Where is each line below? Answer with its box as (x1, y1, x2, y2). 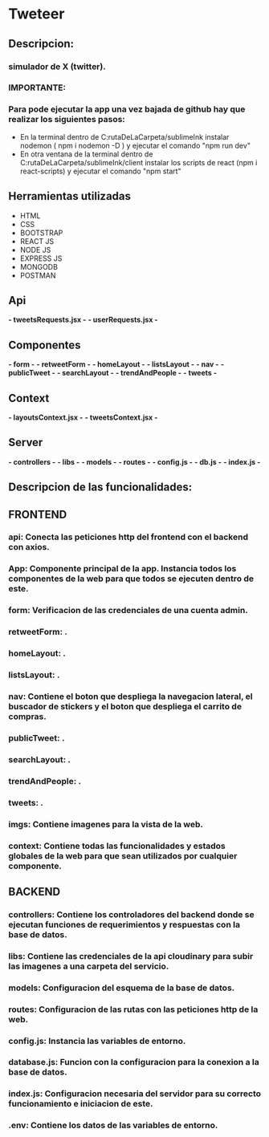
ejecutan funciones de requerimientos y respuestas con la (8, 919, 241, 930)
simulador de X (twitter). (8, 61, 106, 72)
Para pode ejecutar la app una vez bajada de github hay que (8, 104, 246, 115)
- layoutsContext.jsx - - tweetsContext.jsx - (8, 412, 158, 422)
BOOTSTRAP (19, 228, 63, 238)
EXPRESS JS (19, 254, 63, 263)
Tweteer (8, 5, 65, 23)
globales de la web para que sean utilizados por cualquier (8, 850, 238, 861)
